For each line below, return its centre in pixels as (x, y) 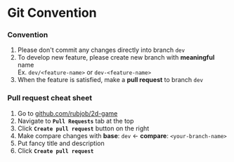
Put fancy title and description (61, 143)
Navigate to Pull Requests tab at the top (76, 121)
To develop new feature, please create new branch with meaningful (116, 58)
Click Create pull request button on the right (83, 128)
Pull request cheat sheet (50, 98)
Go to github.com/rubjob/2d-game (67, 113)
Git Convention (52, 13)
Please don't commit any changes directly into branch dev (101, 50)
